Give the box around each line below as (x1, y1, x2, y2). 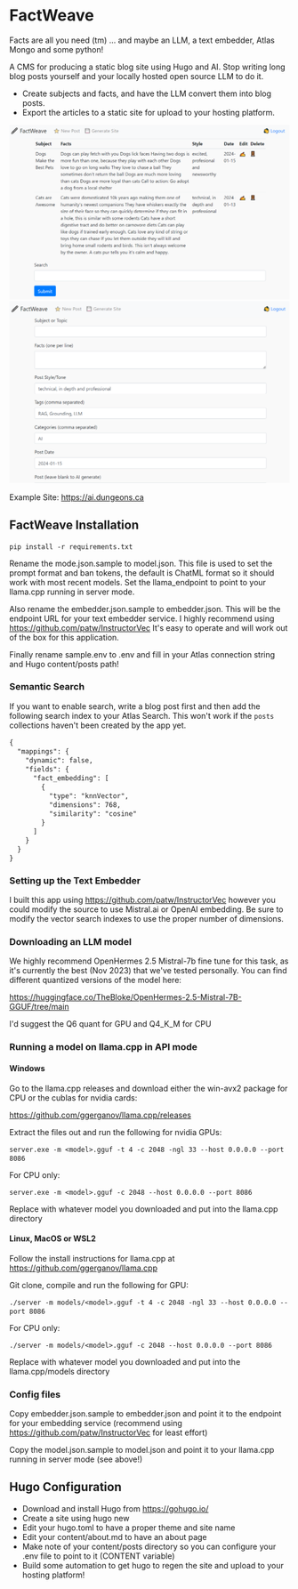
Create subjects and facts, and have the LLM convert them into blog (21, 88, 272, 99)
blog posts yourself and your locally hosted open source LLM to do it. (9, 70, 264, 81)
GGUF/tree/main (9, 1002, 69, 1012)
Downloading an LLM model (9, 936, 132, 948)
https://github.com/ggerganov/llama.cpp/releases (9, 1109, 191, 1120)
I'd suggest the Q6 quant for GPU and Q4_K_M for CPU (9, 1019, 212, 1029)
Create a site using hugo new (21, 1512, 130, 1523)
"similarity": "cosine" (48, 809, 138, 819)
